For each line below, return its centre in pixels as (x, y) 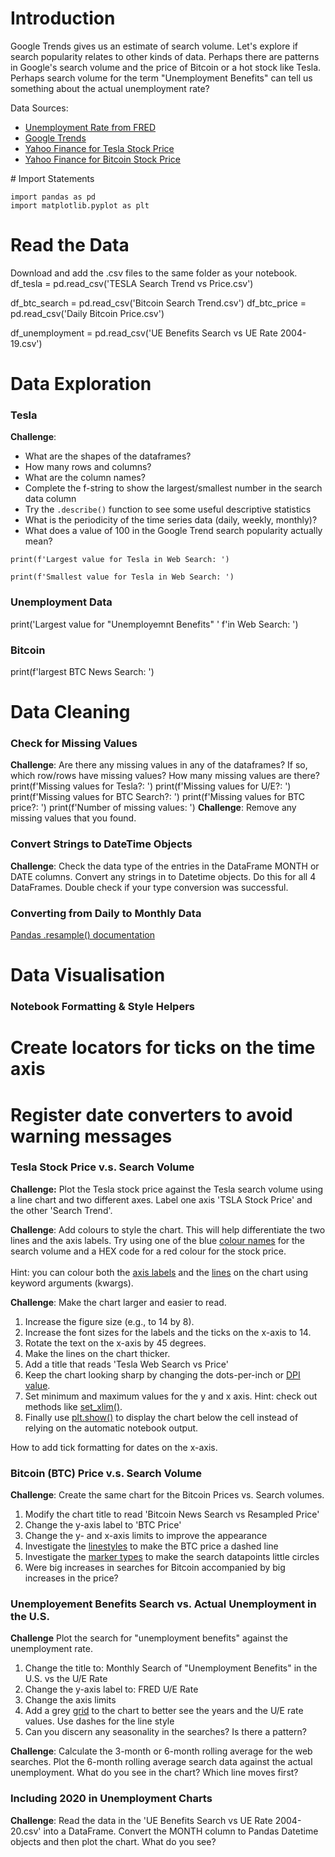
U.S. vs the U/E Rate (66, 1679)
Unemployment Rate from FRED (90, 127)
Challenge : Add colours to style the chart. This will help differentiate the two (168, 1229)
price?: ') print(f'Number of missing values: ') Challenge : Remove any (153, 808)
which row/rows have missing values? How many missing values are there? (165, 776)
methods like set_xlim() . (73, 1406)
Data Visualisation (88, 975)
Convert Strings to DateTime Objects (101, 844)
